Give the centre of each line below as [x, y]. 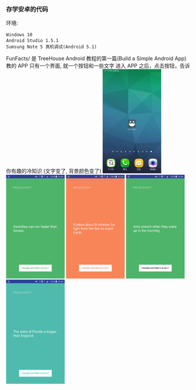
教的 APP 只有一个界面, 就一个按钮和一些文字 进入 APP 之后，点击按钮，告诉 [98, 66]
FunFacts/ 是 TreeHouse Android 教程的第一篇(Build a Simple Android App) [96, 58]
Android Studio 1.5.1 [32, 41]
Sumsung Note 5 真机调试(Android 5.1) [52, 47]
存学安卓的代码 [27, 9]
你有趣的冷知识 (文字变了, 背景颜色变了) [54, 171]
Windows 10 [19, 35]
